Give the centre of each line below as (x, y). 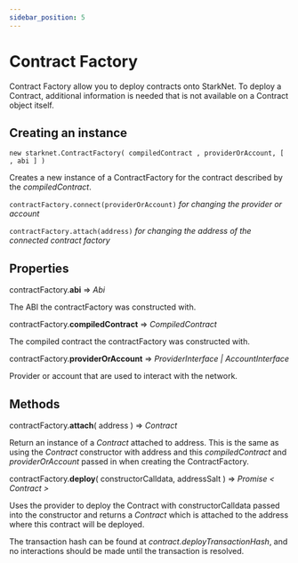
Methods (35, 404)
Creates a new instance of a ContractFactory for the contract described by (146, 178)
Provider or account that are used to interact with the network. (124, 376)
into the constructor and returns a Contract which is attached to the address (149, 515)
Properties (39, 268)
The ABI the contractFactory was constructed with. (103, 307)
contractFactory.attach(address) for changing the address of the (130, 231)
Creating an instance (68, 133)
